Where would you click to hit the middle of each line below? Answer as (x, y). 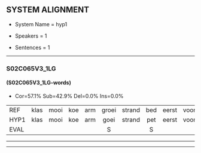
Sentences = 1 (32, 47)
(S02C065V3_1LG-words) (39, 82)
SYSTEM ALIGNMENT (48, 10)
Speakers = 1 (31, 36)
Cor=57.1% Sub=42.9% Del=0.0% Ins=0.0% (69, 96)
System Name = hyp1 (41, 24)
